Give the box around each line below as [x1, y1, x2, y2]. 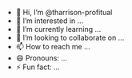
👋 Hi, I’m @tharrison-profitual [15, 8, 113, 17]
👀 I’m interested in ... [15, 16, 84, 25]
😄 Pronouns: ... [15, 53, 68, 63]
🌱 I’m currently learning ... [15, 25, 102, 33]
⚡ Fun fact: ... [15, 62, 60, 72]
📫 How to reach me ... [15, 42, 90, 51]
